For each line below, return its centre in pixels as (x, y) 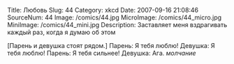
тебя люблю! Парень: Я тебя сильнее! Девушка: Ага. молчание (102, 53)
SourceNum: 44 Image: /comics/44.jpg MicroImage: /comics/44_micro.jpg (115, 17)
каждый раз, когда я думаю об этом (61, 32)
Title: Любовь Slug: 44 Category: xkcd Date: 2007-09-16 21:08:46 (103, 10)
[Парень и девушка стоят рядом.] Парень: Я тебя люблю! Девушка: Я (111, 46)
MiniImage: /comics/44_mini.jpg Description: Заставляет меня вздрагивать (117, 25)
